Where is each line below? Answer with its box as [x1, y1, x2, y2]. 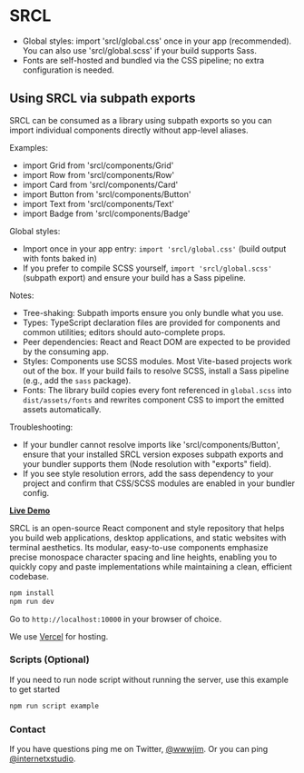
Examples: [9, 142, 48, 153]
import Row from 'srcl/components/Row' [22, 169, 175, 180]
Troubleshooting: [9, 421, 74, 432]
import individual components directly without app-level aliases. [9, 124, 249, 135]
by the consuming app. [22, 346, 109, 357]
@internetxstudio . [9, 753, 76, 764]
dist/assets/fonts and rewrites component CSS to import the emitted [22, 394, 285, 405]
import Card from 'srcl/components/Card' [22, 179, 179, 190]
